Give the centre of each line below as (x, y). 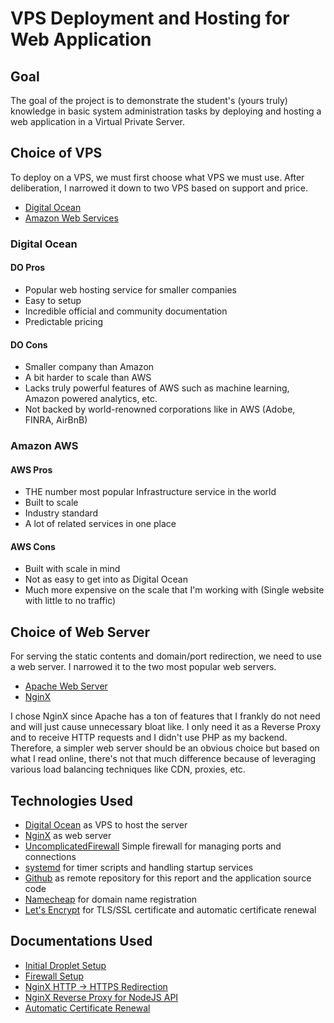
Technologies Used (71, 800)
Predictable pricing (64, 321)
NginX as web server (68, 836)
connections (50, 857)
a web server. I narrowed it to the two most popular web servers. (143, 667)
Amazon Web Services (71, 218)
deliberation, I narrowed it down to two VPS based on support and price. (159, 188)
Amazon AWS (44, 446)
